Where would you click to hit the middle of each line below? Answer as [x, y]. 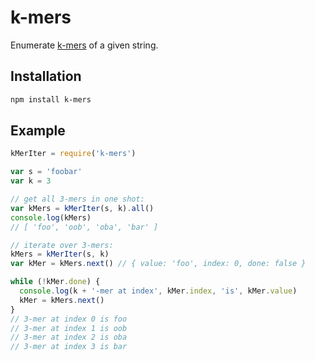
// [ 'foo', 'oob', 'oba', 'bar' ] [84, 227]
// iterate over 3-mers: [62, 245]
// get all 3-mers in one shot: [77, 199]
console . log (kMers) [51, 217]
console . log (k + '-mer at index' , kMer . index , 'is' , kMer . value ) [158, 291]
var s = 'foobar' [46, 172]
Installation [46, 76]
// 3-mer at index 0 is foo [69, 319]
